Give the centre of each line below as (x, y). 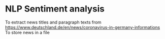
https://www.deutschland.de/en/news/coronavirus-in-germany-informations (82, 27)
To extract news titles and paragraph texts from (53, 22)
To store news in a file (28, 32)
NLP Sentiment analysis (55, 9)
